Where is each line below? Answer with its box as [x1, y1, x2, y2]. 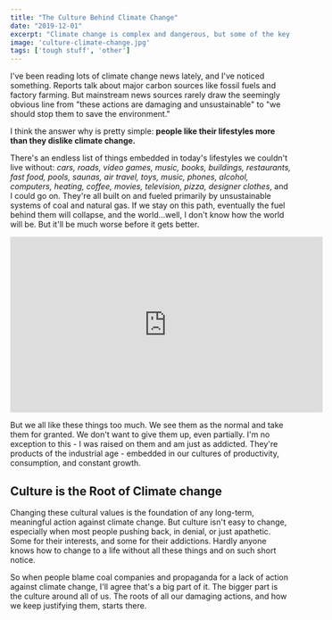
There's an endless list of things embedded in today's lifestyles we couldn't [10, 153, 288, 163]
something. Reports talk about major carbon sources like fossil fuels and [10, 80, 276, 91]
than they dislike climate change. [10, 136, 137, 146]
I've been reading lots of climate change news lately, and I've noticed [10, 70, 265, 81]
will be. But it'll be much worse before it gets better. [10, 219, 200, 230]
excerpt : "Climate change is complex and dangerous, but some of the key [10, 29, 291, 38]
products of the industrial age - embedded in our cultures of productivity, [10, 448, 279, 459]
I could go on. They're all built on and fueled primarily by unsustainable [10, 191, 271, 202]
